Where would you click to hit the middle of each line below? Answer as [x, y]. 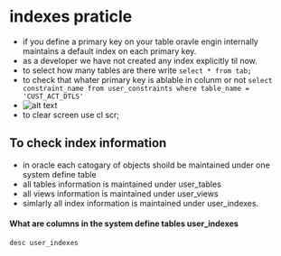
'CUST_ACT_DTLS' [53, 96]
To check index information [88, 143]
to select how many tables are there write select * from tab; [137, 70]
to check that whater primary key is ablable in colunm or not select [147, 79]
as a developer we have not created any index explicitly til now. [140, 60]
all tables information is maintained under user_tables [122, 184]
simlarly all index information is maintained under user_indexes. [140, 203]
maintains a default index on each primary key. [109, 50]
